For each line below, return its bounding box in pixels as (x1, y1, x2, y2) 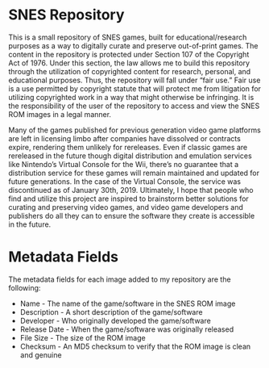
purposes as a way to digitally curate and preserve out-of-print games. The (8, 40, 259, 50)
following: (8, 282, 41, 292)
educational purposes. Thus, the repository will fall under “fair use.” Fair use (8, 75, 261, 85)
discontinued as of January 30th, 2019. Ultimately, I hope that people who (8, 185, 254, 194)
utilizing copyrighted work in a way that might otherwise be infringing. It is (8, 92, 255, 102)
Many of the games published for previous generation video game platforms (8, 125, 262, 135)
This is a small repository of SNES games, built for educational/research (8, 32, 247, 42)
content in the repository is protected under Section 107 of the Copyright (8, 49, 250, 59)
